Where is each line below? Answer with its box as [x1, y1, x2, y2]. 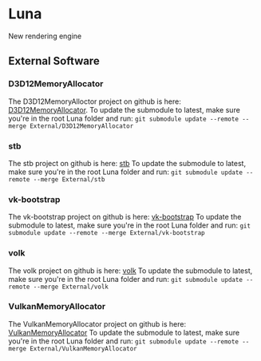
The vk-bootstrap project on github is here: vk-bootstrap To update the [8, 212, 242, 222]
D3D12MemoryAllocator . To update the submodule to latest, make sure [8, 105, 241, 114]
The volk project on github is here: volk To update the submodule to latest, [8, 265, 253, 276]
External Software [8, 54, 100, 68]
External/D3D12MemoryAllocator [29, 121, 134, 130]
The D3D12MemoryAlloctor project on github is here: [8, 97, 181, 106]
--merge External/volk [33, 283, 109, 291]
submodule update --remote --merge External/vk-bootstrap [8, 229, 205, 237]
